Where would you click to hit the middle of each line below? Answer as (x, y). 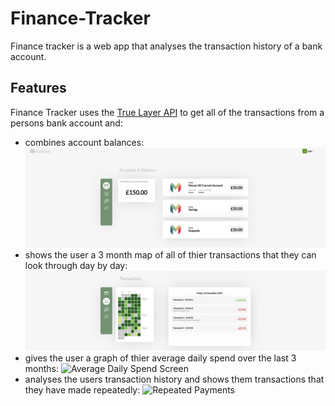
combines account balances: (84, 142)
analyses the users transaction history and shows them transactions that (174, 379)
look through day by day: (76, 266)
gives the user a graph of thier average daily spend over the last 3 (160, 358)
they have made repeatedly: (82, 389)
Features (38, 88)
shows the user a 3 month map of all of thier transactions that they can (170, 255)
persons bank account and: (66, 123)
